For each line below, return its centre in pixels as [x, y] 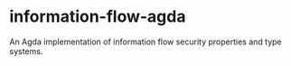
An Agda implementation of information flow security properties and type [145, 42]
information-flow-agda [98, 17]
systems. [26, 51]
